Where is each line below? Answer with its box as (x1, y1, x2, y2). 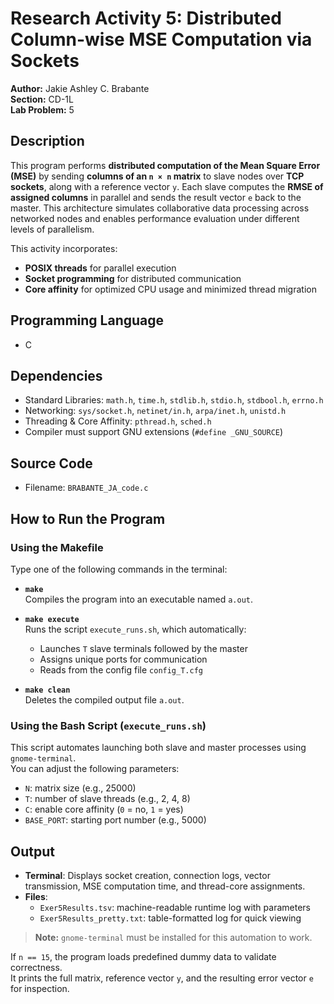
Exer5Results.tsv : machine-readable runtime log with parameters (39, 901, 311, 913)
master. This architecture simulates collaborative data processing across (10, 202, 310, 214)
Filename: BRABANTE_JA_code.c (24, 482, 149, 494)
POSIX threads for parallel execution (24, 262, 177, 274)
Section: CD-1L (10, 93, 74, 105)
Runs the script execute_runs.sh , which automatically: (24, 623, 247, 635)
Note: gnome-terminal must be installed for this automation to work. (34, 931, 313, 943)
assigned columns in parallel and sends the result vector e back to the (10, 191, 302, 203)
